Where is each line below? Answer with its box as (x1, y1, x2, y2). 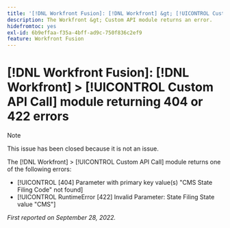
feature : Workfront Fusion (7, 36, 84, 42)
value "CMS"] (16, 200, 56, 209)
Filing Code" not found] (16, 186, 84, 194)
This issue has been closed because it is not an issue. (7, 144, 159, 153)
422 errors (7, 109, 70, 124)
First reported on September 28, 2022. (7, 214, 116, 222)
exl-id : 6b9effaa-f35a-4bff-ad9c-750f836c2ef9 (7, 29, 142, 36)
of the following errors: (7, 165, 72, 173)
